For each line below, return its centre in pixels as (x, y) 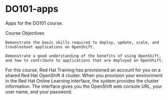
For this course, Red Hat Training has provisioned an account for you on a (83, 70)
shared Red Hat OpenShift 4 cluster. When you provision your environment (84, 75)
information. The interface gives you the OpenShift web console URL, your (84, 86)
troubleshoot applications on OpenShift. (50, 47)
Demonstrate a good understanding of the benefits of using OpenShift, (83, 56)
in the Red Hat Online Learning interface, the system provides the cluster (82, 81)
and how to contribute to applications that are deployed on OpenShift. (85, 60)
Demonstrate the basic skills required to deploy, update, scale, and (82, 42)
